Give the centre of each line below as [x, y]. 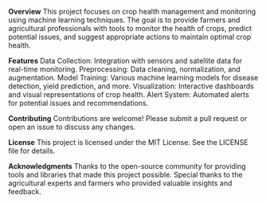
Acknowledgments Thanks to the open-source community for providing [127, 166]
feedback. [25, 191]
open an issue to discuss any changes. [72, 127]
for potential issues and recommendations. [78, 103]
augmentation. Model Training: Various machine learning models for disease [133, 78]
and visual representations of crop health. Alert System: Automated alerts [129, 94]
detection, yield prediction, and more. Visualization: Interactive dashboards [131, 86]
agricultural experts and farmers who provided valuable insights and [120, 183]
